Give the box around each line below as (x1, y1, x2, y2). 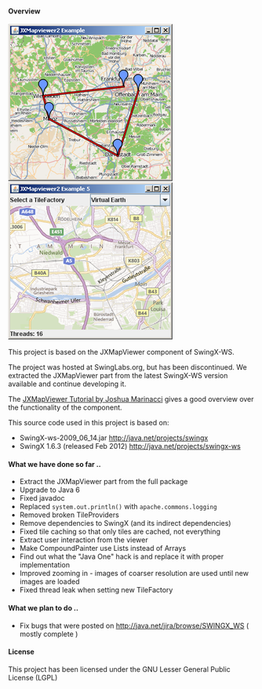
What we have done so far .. (8, 459, 101, 468)
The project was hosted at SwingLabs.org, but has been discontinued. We (8, 363, 247, 372)
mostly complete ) (19, 629, 78, 639)
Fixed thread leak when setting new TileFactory (19, 585, 173, 595)
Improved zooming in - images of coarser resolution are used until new (19, 569, 249, 578)
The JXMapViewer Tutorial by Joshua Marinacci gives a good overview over (8, 395, 254, 404)
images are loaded (19, 577, 80, 586)
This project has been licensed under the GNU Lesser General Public (8, 664, 231, 674)
